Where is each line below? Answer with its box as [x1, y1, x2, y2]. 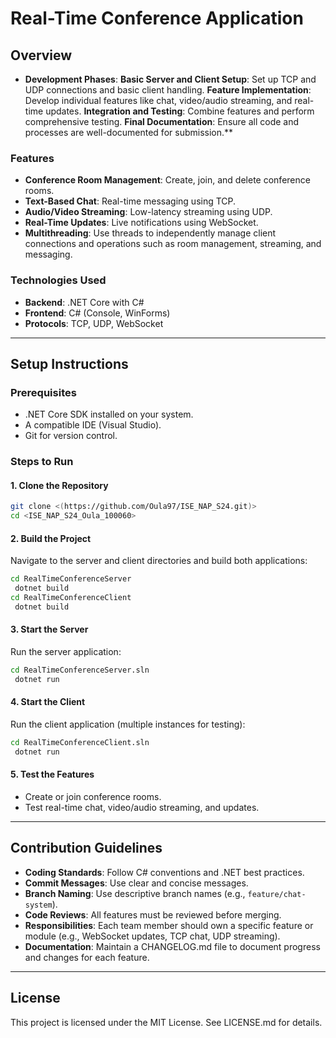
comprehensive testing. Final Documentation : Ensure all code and [24, 116, 300, 127]
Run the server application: [10, 646, 122, 658]
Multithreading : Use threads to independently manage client [24, 227, 277, 239]
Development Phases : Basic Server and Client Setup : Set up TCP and [24, 73, 317, 85]
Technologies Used [10, 273, 107, 287]
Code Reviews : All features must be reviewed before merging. [24, 908, 282, 921]
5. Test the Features [10, 768, 95, 781]
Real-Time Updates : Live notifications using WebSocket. [24, 217, 259, 229]
